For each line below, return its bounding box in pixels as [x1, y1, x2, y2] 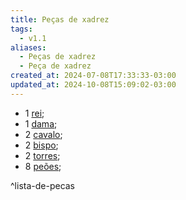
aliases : [10, 42, 47, 53]
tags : [10, 24, 33, 34]
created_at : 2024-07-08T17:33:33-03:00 [10, 71, 177, 81]
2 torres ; [24, 149, 61, 161]
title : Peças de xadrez [10, 14, 110, 25]
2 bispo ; [24, 139, 59, 151]
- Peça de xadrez [19, 61, 92, 71]
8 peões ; [24, 160, 62, 172]
